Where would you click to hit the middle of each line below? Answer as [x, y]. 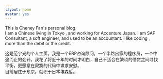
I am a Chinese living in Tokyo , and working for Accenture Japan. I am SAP [80, 33]
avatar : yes [17, 14]
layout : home [18, 9]
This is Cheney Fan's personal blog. [41, 28]
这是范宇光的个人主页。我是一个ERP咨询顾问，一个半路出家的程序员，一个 [79, 53]
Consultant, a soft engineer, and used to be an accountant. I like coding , [78, 38]
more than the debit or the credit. [38, 43]
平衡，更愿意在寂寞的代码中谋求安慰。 [43, 65]
